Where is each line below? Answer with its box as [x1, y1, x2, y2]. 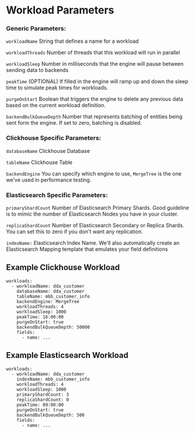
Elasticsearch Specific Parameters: [6, 191, 108, 199]
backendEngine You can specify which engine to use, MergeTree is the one [6, 170, 182, 177]
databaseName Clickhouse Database [6, 147, 90, 154]
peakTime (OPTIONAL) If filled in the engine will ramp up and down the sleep [6, 78, 189, 85]
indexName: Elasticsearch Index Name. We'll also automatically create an [6, 240, 180, 247]
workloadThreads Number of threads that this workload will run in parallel [6, 49, 180, 56]
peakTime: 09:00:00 [16, 402, 64, 408]
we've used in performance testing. [6, 176, 92, 183]
